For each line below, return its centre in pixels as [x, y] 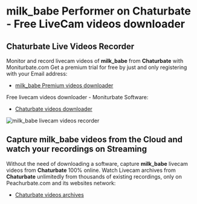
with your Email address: [37, 74]
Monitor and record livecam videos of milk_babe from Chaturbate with [95, 61]
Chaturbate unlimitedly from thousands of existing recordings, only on [94, 176]
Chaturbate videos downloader [53, 109]
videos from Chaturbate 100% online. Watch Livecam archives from [91, 170]
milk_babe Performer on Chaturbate [99, 11]
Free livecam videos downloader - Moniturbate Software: [77, 97]
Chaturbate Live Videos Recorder [70, 46]
